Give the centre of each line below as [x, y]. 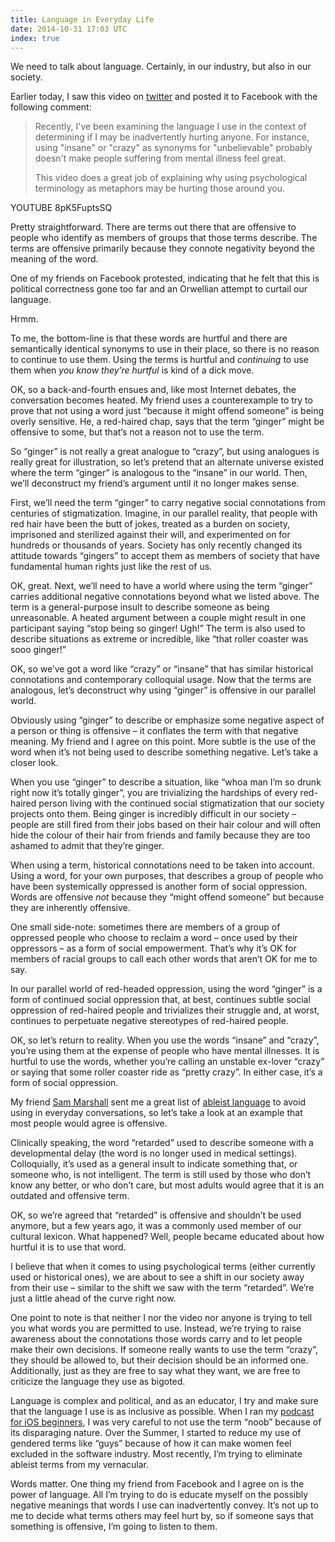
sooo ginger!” [38, 650]
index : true [35, 38]
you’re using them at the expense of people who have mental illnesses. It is [165, 1051]
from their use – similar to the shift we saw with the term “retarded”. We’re [162, 1288]
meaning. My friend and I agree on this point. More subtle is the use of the [163, 742]
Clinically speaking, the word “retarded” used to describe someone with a [162, 1143]
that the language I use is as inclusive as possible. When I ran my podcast [162, 1412]
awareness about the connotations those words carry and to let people [156, 1339]
